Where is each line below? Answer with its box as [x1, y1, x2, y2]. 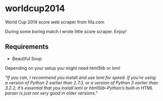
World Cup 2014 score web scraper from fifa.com [5, 19, 105, 25]
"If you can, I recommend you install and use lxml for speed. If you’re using [5, 74, 156, 81]
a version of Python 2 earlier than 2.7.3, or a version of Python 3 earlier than [5, 80, 158, 85]
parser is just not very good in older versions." [5, 90, 98, 96]
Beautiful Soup [12, 56, 42, 61]
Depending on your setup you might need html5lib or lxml [5, 65, 120, 71]
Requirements [5, 42, 49, 51]
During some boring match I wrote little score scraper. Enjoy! [5, 28, 127, 34]
